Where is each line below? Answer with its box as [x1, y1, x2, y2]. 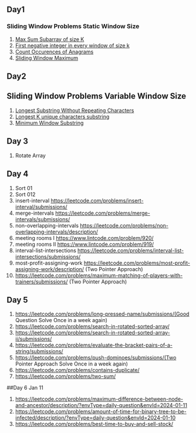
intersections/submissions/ [15, 253, 81, 260]
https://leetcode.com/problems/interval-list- [77, 246, 184, 254]
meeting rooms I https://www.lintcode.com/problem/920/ [15, 234, 154, 241]
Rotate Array [15, 152, 46, 159]
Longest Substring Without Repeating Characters [15, 107, 134, 114]
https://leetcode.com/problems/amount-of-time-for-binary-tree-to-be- [15, 408, 187, 415]
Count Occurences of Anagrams [15, 48, 94, 55]
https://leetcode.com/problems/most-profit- [83, 259, 190, 266]
